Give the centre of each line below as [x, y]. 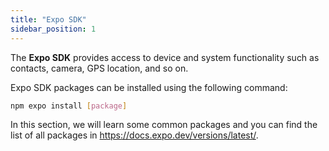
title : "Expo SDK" [48, 19]
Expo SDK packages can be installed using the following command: [149, 87]
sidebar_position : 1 [53, 29]
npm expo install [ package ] [69, 106]
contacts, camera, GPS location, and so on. [99, 68]
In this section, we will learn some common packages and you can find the [164, 125]
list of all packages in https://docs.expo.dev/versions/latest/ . [134, 135]
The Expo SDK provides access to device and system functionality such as [165, 57]
